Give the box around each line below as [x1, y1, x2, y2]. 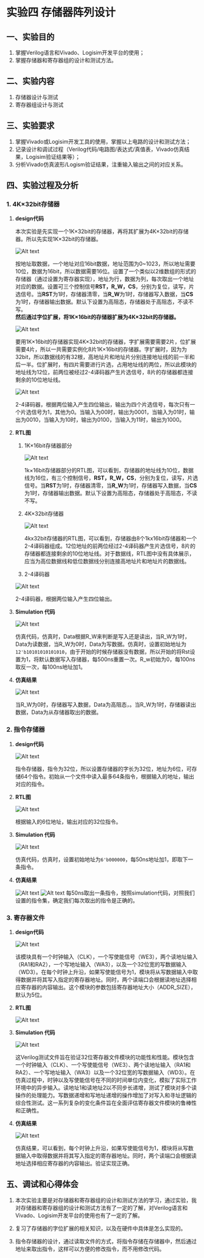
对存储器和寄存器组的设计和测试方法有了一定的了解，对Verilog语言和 [15, 1204, 188, 1211]
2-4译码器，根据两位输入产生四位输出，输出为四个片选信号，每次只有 [15, 401, 190, 408]
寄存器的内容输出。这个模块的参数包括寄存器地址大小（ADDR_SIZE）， [20, 984, 197, 991]
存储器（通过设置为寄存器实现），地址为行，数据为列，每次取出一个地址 [15, 275, 194, 283]
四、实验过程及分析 [6, 180, 79, 190]
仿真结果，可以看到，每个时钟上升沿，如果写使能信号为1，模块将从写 [15, 1144, 189, 1151]
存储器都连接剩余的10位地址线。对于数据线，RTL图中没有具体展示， [24, 550, 195, 557]
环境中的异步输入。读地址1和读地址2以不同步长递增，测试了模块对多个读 [15, 1084, 197, 1091]
